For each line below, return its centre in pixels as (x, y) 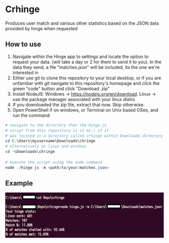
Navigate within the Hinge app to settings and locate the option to (80, 56)
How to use (23, 45)
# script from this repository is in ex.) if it (57, 130)
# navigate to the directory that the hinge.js (56, 125)
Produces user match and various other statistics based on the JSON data (82, 23)
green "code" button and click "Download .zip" (61, 89)
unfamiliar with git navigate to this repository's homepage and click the (86, 83)
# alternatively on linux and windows (46, 146)
